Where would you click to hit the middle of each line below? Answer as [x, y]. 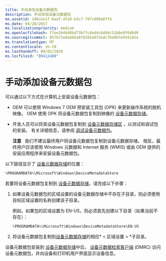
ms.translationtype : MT [30, 42]
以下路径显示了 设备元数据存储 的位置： [45, 164]
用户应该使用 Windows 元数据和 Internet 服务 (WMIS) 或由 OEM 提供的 [88, 147]
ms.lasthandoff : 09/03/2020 [34, 51]
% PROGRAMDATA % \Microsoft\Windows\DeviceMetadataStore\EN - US [76, 227]
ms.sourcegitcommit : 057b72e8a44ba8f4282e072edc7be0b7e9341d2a [72, 38]
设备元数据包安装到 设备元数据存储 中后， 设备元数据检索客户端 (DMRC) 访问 [83, 247]
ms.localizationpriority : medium [40, 28]
